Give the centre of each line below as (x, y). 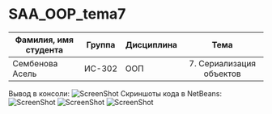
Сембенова (35, 63)
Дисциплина (151, 44)
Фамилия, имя (45, 40)
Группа (101, 44)
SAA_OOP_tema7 (67, 14)
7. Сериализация (223, 63)
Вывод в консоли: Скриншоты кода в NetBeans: (115, 93)
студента (44, 49)
